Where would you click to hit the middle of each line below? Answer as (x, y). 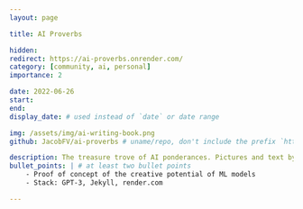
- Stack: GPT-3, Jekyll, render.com (95, 183)
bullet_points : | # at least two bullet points (101, 166)
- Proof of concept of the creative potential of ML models (141, 175)
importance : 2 (36, 76)
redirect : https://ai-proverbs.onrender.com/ (96, 59)
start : (22, 100)
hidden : (24, 50)
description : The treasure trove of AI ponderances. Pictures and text (147, 158)
